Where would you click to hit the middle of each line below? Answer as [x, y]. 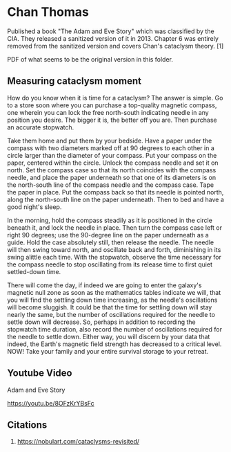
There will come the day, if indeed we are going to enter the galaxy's [104, 285]
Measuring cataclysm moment [74, 81]
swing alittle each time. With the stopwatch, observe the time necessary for [114, 257]
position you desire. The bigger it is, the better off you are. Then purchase [112, 120]
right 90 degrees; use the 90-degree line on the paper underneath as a [108, 235]
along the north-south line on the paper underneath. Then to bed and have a [115, 199]
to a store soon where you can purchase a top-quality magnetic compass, [112, 105]
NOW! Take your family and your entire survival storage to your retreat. [108, 351]
